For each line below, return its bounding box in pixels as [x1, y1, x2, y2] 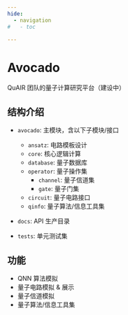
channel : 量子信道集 [38, 176, 95, 184]
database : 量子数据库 [27, 158, 87, 167]
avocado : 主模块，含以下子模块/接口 [17, 126, 119, 134]
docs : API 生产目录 [17, 217, 70, 225]
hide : [7, 10, 23, 17]
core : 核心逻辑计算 [27, 150, 82, 158]
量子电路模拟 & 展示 [17, 283, 75, 291]
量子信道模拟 [17, 291, 55, 300]
